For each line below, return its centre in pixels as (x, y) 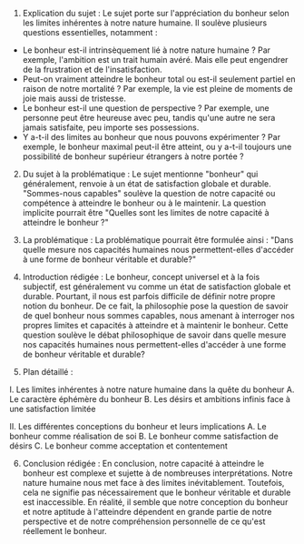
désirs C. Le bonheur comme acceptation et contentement (119, 446)
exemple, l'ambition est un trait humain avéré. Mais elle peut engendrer (155, 60)
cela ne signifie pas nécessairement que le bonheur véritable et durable (157, 492)
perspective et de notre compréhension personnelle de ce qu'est (144, 521)
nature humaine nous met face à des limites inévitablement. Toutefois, (153, 483)
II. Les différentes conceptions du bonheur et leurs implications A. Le (138, 426)
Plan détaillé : (48, 372)
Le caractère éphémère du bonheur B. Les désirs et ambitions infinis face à (150, 399)
